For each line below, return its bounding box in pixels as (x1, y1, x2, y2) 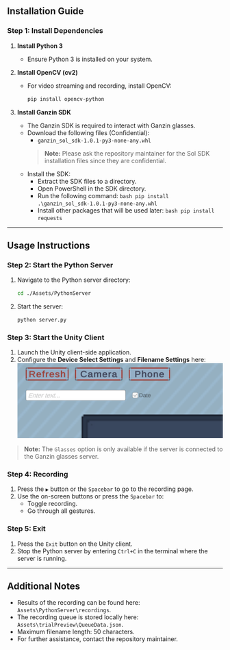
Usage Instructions (7, 239, 90, 251)
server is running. (16, 554, 67, 562)
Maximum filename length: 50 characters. (16, 627, 135, 636)
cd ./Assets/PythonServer (16, 290, 91, 297)
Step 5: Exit (7, 524, 46, 533)
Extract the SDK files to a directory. (37, 177, 137, 185)
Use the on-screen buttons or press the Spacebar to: (16, 492, 164, 501)
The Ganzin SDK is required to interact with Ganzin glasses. (27, 121, 196, 130)
